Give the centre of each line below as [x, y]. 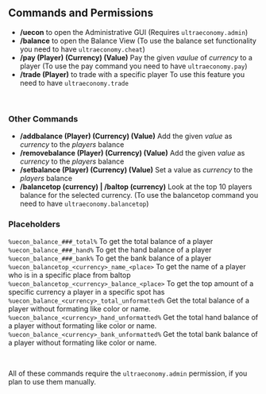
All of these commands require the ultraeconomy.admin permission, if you [128, 373]
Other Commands [43, 118]
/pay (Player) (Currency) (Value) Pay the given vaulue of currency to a [136, 57]
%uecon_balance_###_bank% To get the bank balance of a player [110, 258]
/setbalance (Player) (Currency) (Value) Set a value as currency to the [136, 170]
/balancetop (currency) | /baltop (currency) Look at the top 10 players [136, 187]
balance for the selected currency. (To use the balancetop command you [139, 195]
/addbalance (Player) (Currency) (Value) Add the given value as [126, 136]
